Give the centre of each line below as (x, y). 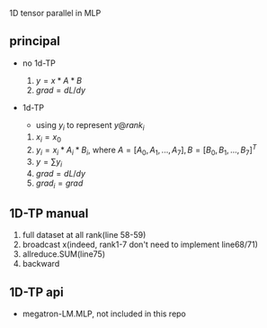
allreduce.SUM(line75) (64, 254)
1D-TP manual (49, 213)
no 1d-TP (39, 63)
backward (41, 264)
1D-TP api (37, 292)
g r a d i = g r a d (59, 184)
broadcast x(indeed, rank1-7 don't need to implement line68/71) (140, 245)
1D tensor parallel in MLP (55, 13)
